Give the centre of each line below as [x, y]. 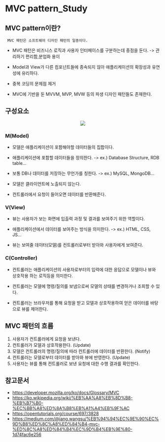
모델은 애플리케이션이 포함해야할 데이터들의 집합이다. [63, 147]
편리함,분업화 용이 [43, 56]
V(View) [15, 208]
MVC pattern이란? [33, 28]
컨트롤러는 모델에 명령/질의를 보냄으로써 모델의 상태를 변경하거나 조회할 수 [83, 286]
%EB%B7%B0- [28, 403]
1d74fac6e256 [27, 435]
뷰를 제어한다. [35, 309]
